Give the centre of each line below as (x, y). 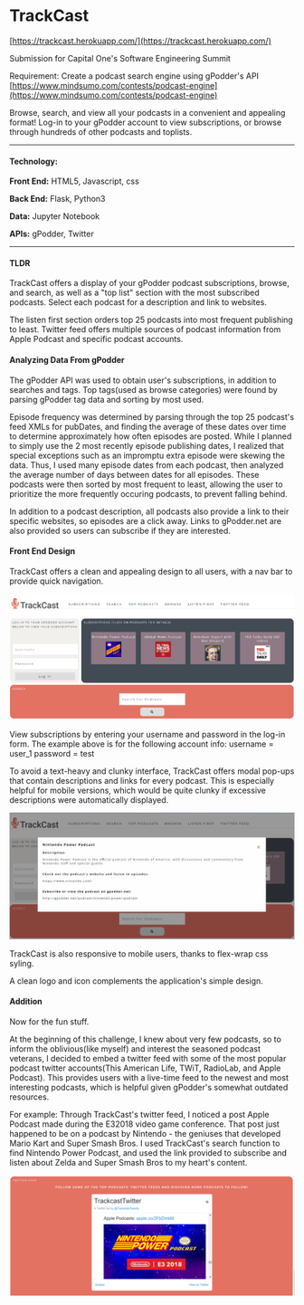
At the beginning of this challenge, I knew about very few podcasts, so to (146, 1039)
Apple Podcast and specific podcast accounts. (96, 339)
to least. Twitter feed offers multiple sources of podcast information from (145, 329)
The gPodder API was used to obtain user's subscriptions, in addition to (143, 380)
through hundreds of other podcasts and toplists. (101, 131)
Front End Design (43, 551)
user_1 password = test (52, 753)
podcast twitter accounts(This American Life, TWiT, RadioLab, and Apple (145, 1068)
